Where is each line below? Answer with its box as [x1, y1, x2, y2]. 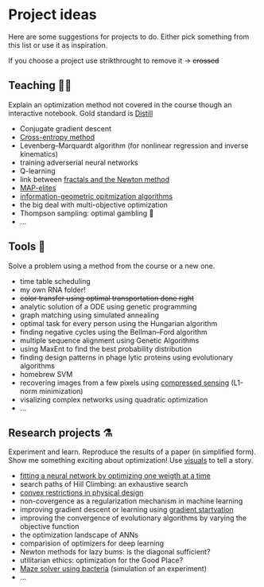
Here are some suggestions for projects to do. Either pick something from [8, 32, 250, 41]
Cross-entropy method [19, 132, 95, 142]
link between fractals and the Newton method [19, 174, 170, 184]
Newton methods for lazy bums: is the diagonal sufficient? [19, 547, 211, 557]
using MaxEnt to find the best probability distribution [19, 344, 192, 353]
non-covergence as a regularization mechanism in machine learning [19, 496, 243, 506]
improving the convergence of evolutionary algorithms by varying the [19, 513, 247, 523]
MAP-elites [19, 183, 56, 192]
